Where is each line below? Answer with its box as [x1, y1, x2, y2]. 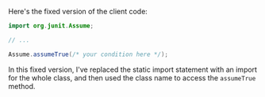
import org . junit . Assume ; [8, 22, 94, 30]
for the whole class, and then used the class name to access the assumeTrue [8, 73, 256, 82]
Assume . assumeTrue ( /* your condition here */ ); [8, 50, 169, 58]
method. [8, 81, 36, 91]
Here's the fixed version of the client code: [8, 7, 148, 16]
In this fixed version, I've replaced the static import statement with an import [8, 65, 258, 74]
